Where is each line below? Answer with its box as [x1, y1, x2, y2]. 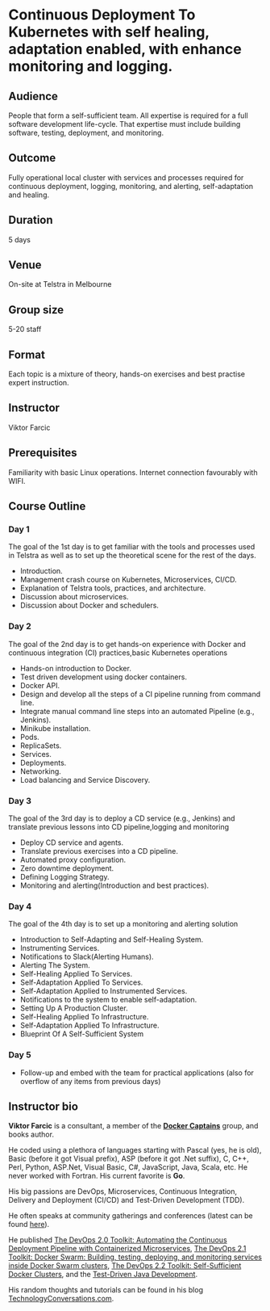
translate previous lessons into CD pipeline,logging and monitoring [8, 821, 230, 831]
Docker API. [19, 680, 60, 690]
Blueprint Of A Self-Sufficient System [19, 1029, 144, 1039]
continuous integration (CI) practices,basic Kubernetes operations [8, 648, 228, 658]
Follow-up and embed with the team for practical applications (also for [19, 1068, 254, 1078]
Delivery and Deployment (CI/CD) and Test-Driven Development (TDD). [8, 1195, 245, 1205]
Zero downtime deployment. [19, 863, 114, 873]
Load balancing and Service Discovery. [19, 775, 151, 784]
